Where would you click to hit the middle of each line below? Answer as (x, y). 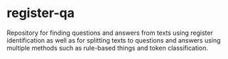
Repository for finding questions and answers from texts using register (110, 33)
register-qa (41, 13)
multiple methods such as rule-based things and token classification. (108, 48)
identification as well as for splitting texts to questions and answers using (114, 40)
